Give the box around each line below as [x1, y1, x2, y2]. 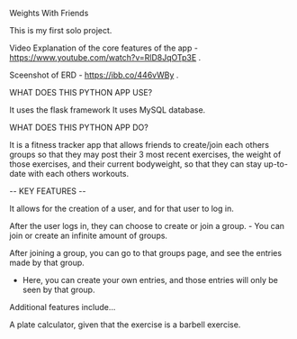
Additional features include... [9, 302, 116, 312]
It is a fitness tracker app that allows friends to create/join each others [9, 140, 270, 150]
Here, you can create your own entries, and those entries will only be [22, 275, 279, 285]
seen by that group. [22, 284, 95, 295]
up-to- [264, 159, 288, 169]
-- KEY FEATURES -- [9, 186, 86, 197]
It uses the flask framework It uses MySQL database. [9, 105, 206, 115]
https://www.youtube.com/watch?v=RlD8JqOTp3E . [9, 52, 202, 62]
